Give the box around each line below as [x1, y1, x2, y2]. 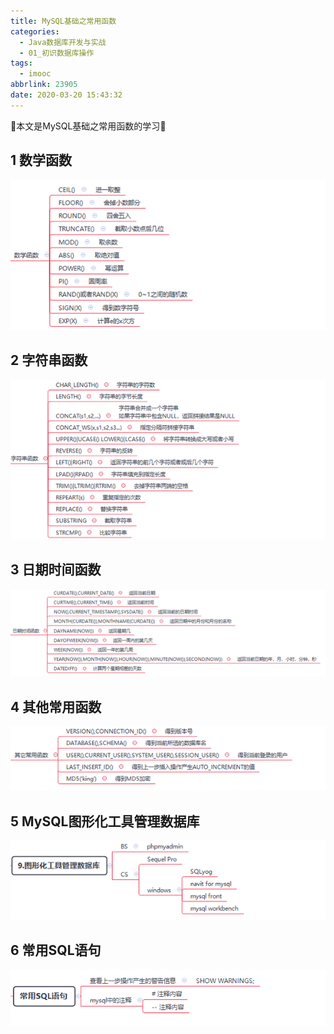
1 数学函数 [10, 152, 73, 169]
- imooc [19, 69, 52, 79]
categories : [10, 26, 60, 37]
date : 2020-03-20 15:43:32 [10, 90, 123, 100]
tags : [10, 58, 33, 69]
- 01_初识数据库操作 [19, 48, 95, 58]
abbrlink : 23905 [10, 80, 78, 90]
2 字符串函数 [10, 352, 88, 369]
